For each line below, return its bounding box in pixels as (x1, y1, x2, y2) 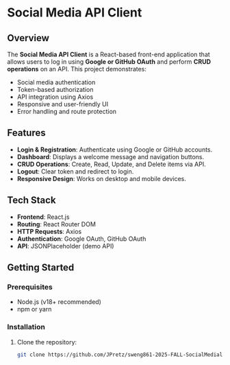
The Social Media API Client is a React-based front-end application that (7, 50, 210, 58)
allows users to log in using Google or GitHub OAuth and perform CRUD (7, 58, 211, 66)
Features (7, 127, 46, 139)
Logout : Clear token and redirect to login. (16, 167, 134, 176)
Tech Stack (7, 194, 56, 207)
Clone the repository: (16, 338, 77, 346)
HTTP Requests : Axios (16, 227, 82, 235)
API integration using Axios (16, 93, 94, 101)
